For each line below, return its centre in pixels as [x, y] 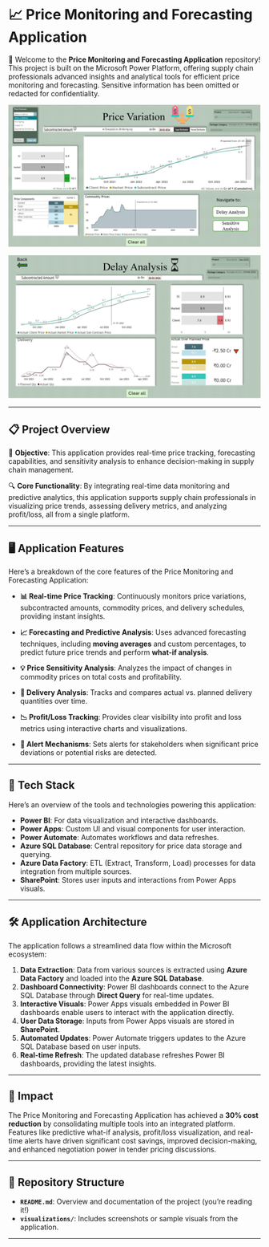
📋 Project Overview [59, 429]
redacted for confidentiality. [54, 93]
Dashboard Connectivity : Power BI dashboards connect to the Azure [134, 986]
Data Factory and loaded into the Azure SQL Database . [112, 978]
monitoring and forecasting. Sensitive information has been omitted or [124, 85]
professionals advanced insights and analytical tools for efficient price [124, 76]
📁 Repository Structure [66, 1182]
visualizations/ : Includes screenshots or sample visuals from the [129, 1219]
